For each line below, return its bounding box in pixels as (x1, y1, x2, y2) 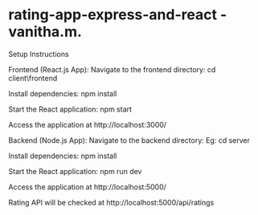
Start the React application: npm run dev (8, 166, 142, 176)
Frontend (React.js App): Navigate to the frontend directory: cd (8, 64, 216, 74)
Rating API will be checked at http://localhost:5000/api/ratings (8, 197, 215, 207)
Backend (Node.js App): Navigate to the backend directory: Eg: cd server (8, 135, 251, 145)
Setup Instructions (8, 49, 70, 59)
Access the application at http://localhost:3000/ (8, 120, 167, 129)
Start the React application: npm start (8, 104, 133, 114)
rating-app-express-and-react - (8, 6, 227, 24)
